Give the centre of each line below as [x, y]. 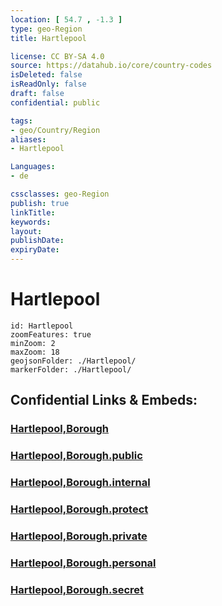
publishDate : [37, 241]
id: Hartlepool [42, 326]
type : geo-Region [46, 29]
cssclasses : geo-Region [60, 194]
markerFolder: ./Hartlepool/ [71, 369]
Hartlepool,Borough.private [79, 536]
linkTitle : [33, 212]
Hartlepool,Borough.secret [77, 589]
